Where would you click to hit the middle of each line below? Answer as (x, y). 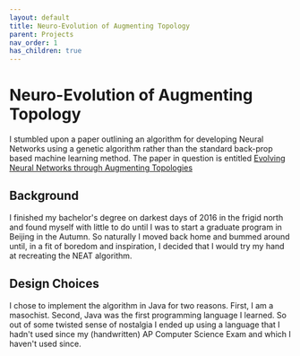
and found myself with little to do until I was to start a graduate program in (146, 227)
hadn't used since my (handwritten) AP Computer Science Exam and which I (150, 334)
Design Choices (55, 284)
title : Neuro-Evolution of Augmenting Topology (100, 26)
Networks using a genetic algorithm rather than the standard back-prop (141, 149)
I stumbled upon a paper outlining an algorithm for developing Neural (137, 139)
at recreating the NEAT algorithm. (71, 256)
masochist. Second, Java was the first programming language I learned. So (148, 315)
